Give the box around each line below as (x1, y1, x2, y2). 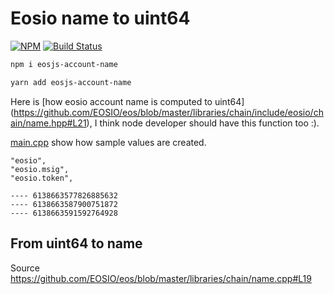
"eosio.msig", (10, 164, 70, 174)
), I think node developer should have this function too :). (86, 117, 320, 129)
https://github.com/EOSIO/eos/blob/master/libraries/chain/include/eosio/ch (13, 106, 324, 118)
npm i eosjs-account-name (10, 59, 118, 69)
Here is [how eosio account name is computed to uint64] (10, 95, 245, 107)
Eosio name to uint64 (10, 7, 191, 30)
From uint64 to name (10, 235, 143, 252)
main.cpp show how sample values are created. (10, 136, 207, 148)
